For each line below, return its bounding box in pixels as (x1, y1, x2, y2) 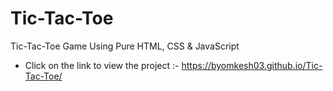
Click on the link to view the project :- (24, 59, 180, 71)
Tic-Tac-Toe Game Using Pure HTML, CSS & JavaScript (10, 40, 240, 52)
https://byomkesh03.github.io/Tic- (181, 59, 323, 71)
